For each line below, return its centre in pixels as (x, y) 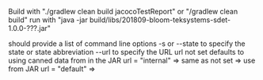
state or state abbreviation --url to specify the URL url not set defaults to (126, 52)
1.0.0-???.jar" (30, 28)
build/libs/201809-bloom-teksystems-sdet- (160, 20)
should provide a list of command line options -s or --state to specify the (127, 44)
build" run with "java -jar (48, 20)
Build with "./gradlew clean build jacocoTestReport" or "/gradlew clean (123, 11)
